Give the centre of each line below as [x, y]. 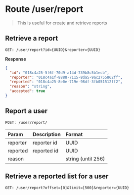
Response [16, 59]
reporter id [45, 143]
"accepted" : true [27, 91]
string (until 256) [85, 158]
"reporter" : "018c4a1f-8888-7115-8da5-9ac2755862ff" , [66, 77]
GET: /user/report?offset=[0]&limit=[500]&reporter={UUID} [67, 188]
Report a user [26, 111]
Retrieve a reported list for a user [57, 176]
